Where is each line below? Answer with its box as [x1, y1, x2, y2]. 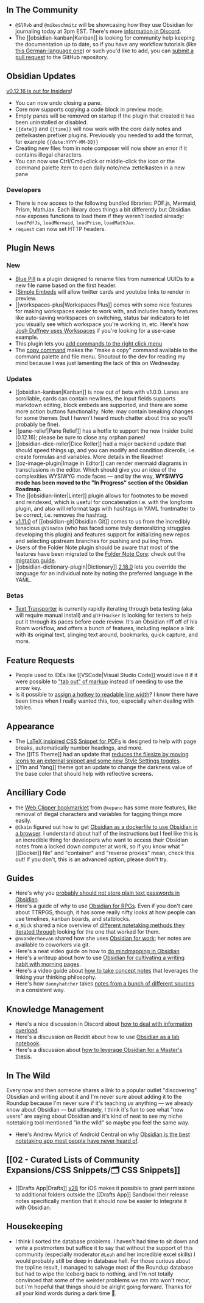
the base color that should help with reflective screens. [15, 770, 153, 777]
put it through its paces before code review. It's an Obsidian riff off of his [15, 618, 198, 625]
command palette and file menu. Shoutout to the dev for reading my [15, 353, 186, 360]
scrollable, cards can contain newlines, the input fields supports [15, 394, 176, 402]
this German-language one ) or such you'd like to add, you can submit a [15, 47, 194, 54]
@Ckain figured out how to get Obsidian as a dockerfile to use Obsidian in [15, 823, 198, 831]
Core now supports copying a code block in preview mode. [15, 105, 164, 113]
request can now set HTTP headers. [15, 225, 107, 232]
